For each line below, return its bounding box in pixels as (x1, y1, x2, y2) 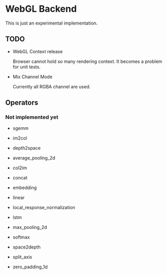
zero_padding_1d (12, 264, 48, 270)
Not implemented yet (5, 113, 59, 121)
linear (12, 195, 25, 201)
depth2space (12, 145, 41, 151)
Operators (5, 98, 39, 107)
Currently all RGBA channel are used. (12, 83, 91, 89)
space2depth (12, 244, 41, 250)
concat (12, 175, 28, 181)
